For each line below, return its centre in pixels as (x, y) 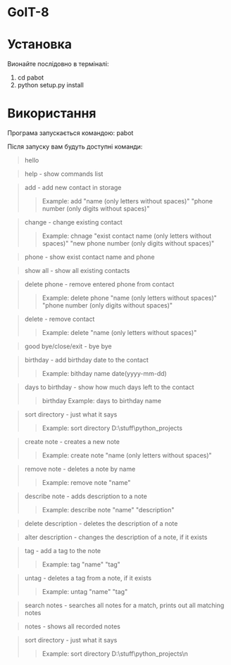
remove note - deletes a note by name (80, 469)
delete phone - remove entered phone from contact (99, 284)
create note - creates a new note (72, 442)
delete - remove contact (60, 319)
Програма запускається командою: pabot (70, 133)
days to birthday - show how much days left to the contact (110, 387)
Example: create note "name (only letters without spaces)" (127, 455)
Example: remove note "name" (86, 483)
